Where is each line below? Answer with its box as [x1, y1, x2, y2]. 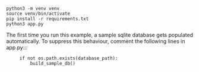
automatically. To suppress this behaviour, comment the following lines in [6, 38, 185, 44]
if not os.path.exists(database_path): [19, 55, 118, 61]
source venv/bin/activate [6, 11, 70, 17]
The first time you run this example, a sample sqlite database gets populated [6, 31, 194, 38]
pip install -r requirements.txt [6, 16, 89, 22]
